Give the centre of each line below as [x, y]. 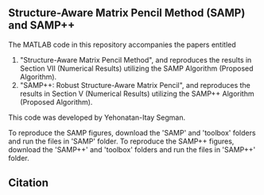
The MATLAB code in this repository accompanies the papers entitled [122, 44]
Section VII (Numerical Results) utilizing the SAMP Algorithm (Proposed [136, 68]
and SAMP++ [42, 26]
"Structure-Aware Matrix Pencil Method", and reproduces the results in [136, 59]
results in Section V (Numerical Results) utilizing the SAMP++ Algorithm [137, 94]
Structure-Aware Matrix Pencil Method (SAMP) [127, 13]
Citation [29, 183]
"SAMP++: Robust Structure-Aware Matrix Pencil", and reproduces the [135, 85]
